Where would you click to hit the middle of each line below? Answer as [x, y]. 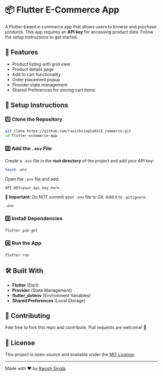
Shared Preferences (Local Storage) [49, 301]
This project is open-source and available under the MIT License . [70, 355]
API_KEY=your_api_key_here [32, 188]
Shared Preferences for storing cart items [54, 90]
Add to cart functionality [36, 74]
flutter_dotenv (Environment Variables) [51, 295]
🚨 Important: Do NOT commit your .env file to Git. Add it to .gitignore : [76, 197]
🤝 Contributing [28, 315]
